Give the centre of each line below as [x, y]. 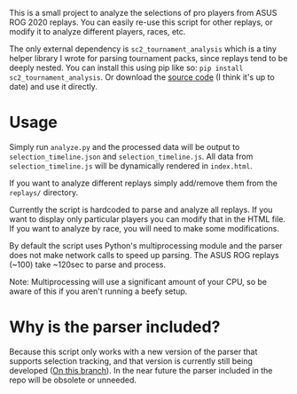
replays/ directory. [43, 192]
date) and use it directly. [53, 87]
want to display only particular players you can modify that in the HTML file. [148, 219]
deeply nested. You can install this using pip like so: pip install [126, 67]
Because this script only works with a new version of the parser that [133, 351]
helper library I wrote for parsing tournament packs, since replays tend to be [148, 58]
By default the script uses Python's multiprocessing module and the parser [146, 245]
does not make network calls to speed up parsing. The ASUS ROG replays [144, 255]
